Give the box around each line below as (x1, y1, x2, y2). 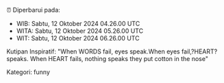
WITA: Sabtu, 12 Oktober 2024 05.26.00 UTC (16, 27, 144, 35)
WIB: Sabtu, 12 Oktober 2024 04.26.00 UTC (16, 20, 140, 27)
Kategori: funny (6, 68, 51, 76)
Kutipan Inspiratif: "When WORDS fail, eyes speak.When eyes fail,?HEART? (6, 47, 218, 56)
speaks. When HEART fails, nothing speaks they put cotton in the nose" (6, 55, 208, 62)
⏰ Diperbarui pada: (6, 6, 61, 14)
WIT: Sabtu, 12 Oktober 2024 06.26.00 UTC (16, 34, 140, 42)
